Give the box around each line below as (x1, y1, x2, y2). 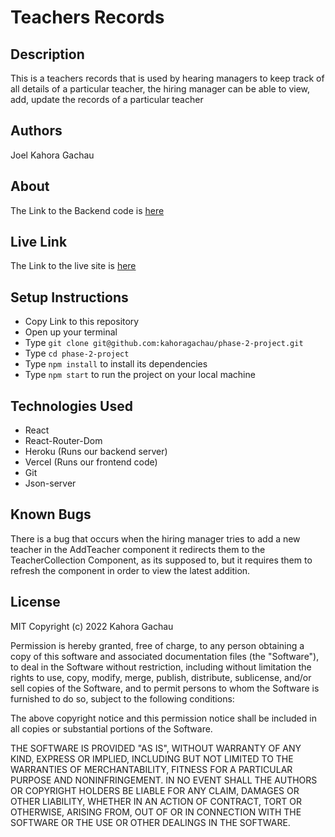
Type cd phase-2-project (24, 347, 130, 360)
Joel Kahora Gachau (10, 149, 95, 161)
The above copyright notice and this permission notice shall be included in (10, 712, 317, 724)
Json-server (24, 477, 77, 490)
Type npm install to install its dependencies (24, 358, 208, 370)
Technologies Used (10, 397, 133, 415)
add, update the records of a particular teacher (10, 94, 204, 105)
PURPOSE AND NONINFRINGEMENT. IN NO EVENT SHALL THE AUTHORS (10, 774, 318, 786)
